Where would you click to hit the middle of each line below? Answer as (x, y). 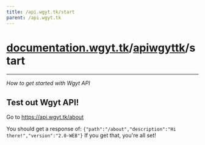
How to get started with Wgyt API (48, 83)
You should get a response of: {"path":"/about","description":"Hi (91, 129)
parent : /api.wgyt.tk (34, 18)
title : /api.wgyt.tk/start (41, 12)
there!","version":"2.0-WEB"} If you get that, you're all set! (81, 135)
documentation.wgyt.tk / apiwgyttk (96, 48)
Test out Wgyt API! (43, 102)
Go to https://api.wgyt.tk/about (45, 117)
